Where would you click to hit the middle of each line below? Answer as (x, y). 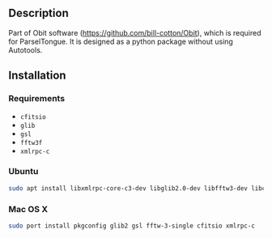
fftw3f (31, 142)
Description (38, 13)
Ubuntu (23, 172)
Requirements (37, 99)
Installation (37, 76)
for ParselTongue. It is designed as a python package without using (121, 41)
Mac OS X (28, 209)
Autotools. (25, 50)
